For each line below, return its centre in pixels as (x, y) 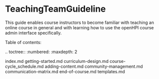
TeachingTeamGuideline (55, 9)
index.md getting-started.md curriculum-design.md (57, 61)
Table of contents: (23, 42)
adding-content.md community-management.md (94, 66)
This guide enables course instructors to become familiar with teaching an (80, 22)
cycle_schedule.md (24, 66)
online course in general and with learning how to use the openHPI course (79, 27)
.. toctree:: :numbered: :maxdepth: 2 (41, 52)
